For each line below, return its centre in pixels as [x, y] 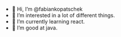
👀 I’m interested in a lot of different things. [63, 15]
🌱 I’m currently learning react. [48, 21]
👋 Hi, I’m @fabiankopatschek [47, 9]
